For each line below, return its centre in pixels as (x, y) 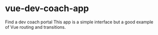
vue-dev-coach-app (47, 9)
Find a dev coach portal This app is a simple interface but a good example (79, 22)
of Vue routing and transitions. (35, 27)
